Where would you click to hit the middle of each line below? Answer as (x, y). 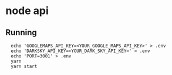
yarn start (24, 66)
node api (27, 11)
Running (21, 33)
